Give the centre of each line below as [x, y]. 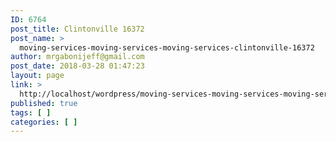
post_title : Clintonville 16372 [77, 29]
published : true [44, 103]
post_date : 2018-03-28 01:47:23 [77, 66]
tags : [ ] [31, 112]
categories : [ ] [44, 122]
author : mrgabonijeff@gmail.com [77, 57]
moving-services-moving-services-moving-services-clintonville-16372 [167, 47]
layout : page [37, 76]
